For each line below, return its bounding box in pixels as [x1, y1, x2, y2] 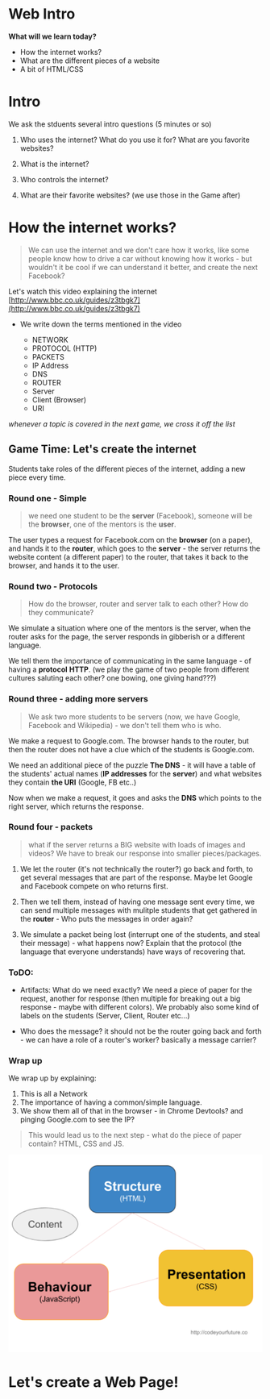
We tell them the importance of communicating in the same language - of [8, 656, 251, 666]
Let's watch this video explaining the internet [8, 286, 157, 296]
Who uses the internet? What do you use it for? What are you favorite [19, 135, 250, 144]
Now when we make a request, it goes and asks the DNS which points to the [8, 793, 262, 802]
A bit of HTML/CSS [19, 64, 84, 73]
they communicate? [27, 608, 94, 618]
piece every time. [8, 473, 66, 482]
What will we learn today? [8, 31, 97, 41]
